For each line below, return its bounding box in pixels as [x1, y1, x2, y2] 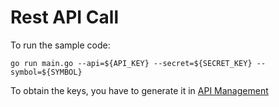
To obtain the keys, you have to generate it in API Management [10, 84, 269, 96]
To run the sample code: [10, 39, 111, 51]
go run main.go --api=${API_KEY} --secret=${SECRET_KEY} [10, 58, 253, 68]
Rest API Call [10, 6, 119, 29]
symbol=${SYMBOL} [10, 67, 83, 77]
